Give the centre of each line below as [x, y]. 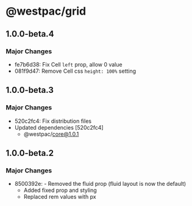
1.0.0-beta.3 [30, 90]
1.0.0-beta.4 [30, 34]
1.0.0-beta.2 [30, 153]
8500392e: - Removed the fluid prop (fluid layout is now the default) [100, 184]
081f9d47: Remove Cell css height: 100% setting [75, 71]
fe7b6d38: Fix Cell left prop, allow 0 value [68, 64]
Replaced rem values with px [60, 197]
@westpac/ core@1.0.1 [51, 134]
